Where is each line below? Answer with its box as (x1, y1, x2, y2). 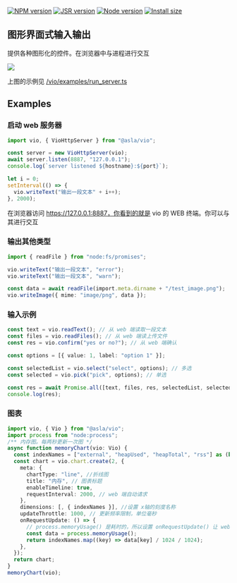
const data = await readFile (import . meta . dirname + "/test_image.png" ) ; (7, 286, 226, 293)
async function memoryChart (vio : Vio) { (7, 445, 128, 452)
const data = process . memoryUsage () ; (25, 529, 138, 537)
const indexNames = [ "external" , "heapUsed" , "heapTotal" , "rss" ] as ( (13, 451, 229, 458)
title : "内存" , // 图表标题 (25, 477, 102, 484)
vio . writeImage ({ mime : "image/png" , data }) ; (7, 292, 147, 299)
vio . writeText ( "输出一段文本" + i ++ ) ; (13, 188, 121, 195)
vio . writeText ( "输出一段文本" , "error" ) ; (7, 266, 125, 273)
